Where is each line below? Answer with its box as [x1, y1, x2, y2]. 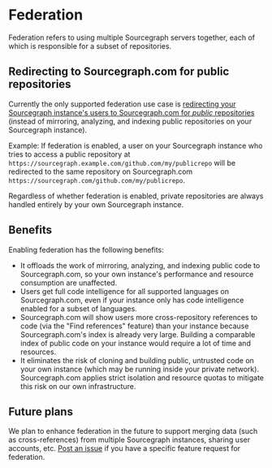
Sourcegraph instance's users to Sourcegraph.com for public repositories [8, 107, 255, 117]
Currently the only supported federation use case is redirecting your [8, 99, 237, 109]
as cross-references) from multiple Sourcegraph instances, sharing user [8, 435, 250, 444]
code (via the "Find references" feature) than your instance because [19, 321, 249, 331]
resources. [19, 347, 57, 357]
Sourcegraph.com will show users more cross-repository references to [19, 312, 258, 322]
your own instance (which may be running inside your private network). [19, 364, 260, 374]
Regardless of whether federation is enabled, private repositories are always [8, 191, 264, 201]
